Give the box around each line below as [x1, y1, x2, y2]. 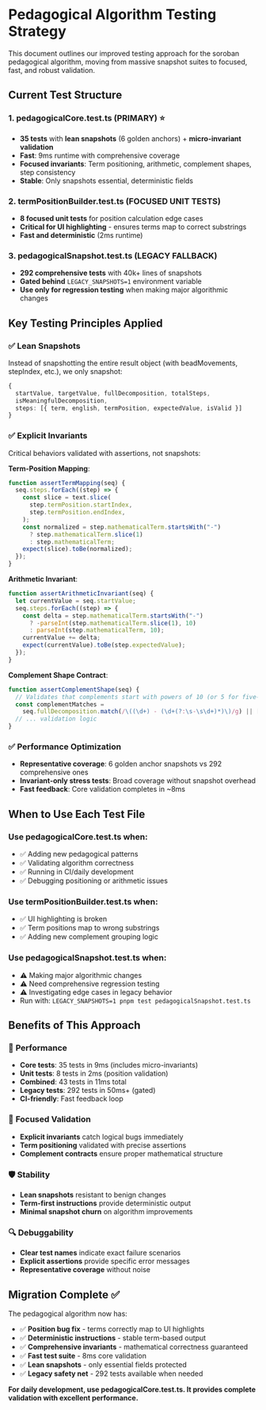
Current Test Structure [8, 89, 123, 102]
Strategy [8, 22, 67, 40]
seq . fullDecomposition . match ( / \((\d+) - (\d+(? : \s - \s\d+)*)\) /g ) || [22, 708, 253, 716]
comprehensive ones [19, 767, 89, 778]
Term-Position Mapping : [8, 464, 90, 473]
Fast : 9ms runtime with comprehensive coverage [19, 151, 180, 160]
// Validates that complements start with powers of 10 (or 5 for [15, 693, 239, 701]
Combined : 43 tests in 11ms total [19, 1077, 127, 1087]
